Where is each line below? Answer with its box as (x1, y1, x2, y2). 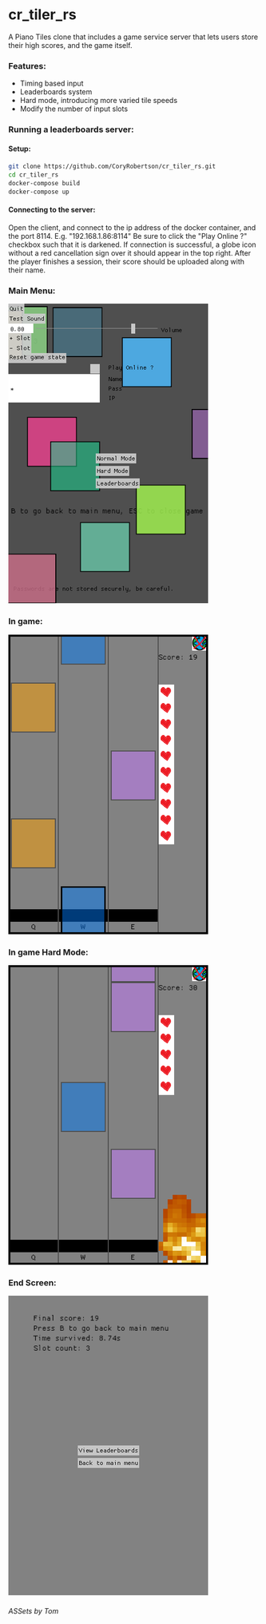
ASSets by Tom (8, 1606, 59, 1615)
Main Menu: (8, 285, 56, 296)
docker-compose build (8, 180, 81, 188)
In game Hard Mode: (8, 947, 89, 958)
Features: (8, 60, 46, 71)
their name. (8, 265, 46, 275)
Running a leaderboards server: (8, 124, 134, 135)
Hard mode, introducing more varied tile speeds (19, 96, 178, 105)
